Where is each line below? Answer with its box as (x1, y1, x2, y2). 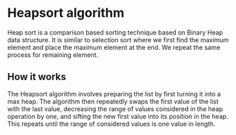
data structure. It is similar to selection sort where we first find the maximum (7, 35, 230, 44)
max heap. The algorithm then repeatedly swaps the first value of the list (7, 97, 219, 105)
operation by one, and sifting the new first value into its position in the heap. (7, 112, 228, 120)
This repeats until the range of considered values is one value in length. (7, 120, 216, 128)
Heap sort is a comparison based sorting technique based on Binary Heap (7, 28, 223, 37)
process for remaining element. (7, 51, 99, 59)
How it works (7, 71, 66, 83)
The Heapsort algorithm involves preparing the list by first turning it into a (7, 89, 221, 98)
